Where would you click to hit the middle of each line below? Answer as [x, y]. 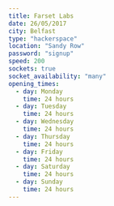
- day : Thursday [43, 136]
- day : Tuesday [41, 106]
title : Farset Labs [41, 16]
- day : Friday [39, 152]
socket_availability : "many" [57, 76]
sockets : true [32, 69]
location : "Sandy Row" [46, 46]
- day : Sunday [39, 182]
